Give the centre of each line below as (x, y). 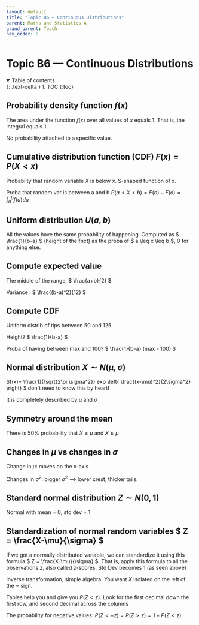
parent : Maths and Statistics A (46, 23)
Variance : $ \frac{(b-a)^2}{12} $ (46, 292)
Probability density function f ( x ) (67, 106)
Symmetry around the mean (59, 418)
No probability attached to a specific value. (59, 138)
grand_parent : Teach (32, 28)
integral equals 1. (27, 126)
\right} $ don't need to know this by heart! (58, 388)
